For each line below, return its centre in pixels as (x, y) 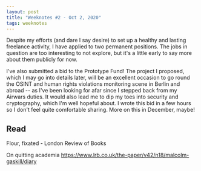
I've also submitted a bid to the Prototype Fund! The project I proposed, (95, 71)
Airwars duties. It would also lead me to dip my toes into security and (92, 97)
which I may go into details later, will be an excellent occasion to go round (98, 78)
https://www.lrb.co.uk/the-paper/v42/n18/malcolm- (125, 155)
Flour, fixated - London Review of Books (56, 143)
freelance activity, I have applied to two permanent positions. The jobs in (97, 47)
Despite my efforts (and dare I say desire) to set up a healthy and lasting (96, 40)
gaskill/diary (21, 161)
